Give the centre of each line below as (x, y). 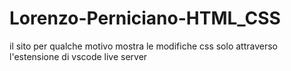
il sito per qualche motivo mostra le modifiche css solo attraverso (143, 46)
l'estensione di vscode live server (78, 56)
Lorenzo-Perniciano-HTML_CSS (145, 18)
